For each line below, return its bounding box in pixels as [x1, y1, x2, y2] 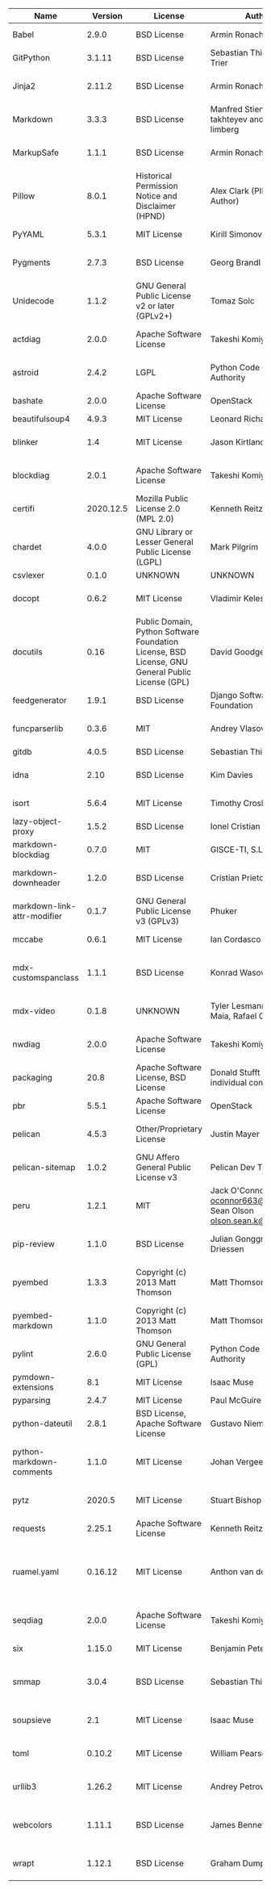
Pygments [12, 257, 51, 268]
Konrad [210, 967, 238, 978]
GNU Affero [135, 1151, 180, 1163]
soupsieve [12, 1715, 52, 1725]
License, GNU [135, 657, 188, 667]
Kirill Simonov [210, 229, 262, 240]
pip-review [12, 1239, 55, 1249]
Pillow [12, 190, 35, 201]
